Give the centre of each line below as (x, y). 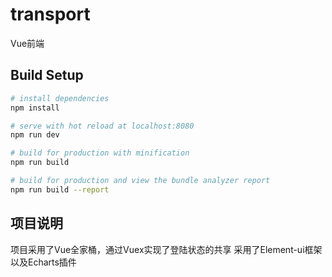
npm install (35, 108)
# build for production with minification (100, 153)
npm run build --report (60, 189)
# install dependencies (60, 98)
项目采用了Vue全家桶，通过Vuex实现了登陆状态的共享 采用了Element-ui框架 (166, 249)
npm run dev (35, 135)
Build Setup (47, 75)
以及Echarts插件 (43, 262)
